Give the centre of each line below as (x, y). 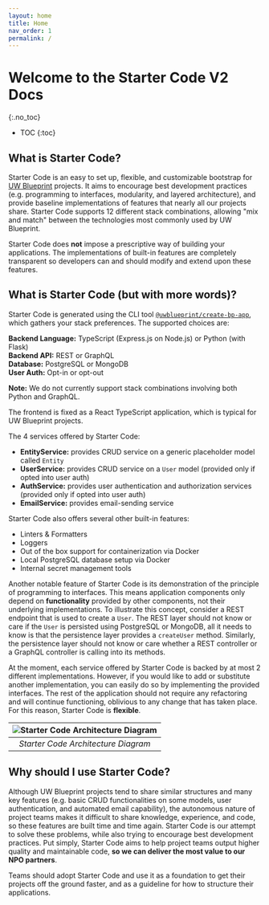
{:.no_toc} (24, 117)
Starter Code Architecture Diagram (85, 744)
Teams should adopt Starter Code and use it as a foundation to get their (127, 875)
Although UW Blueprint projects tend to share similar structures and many (130, 791)
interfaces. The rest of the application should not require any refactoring (128, 693)
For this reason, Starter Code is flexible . (75, 710)
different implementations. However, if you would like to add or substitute (129, 676)
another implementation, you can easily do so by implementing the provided (134, 684)
